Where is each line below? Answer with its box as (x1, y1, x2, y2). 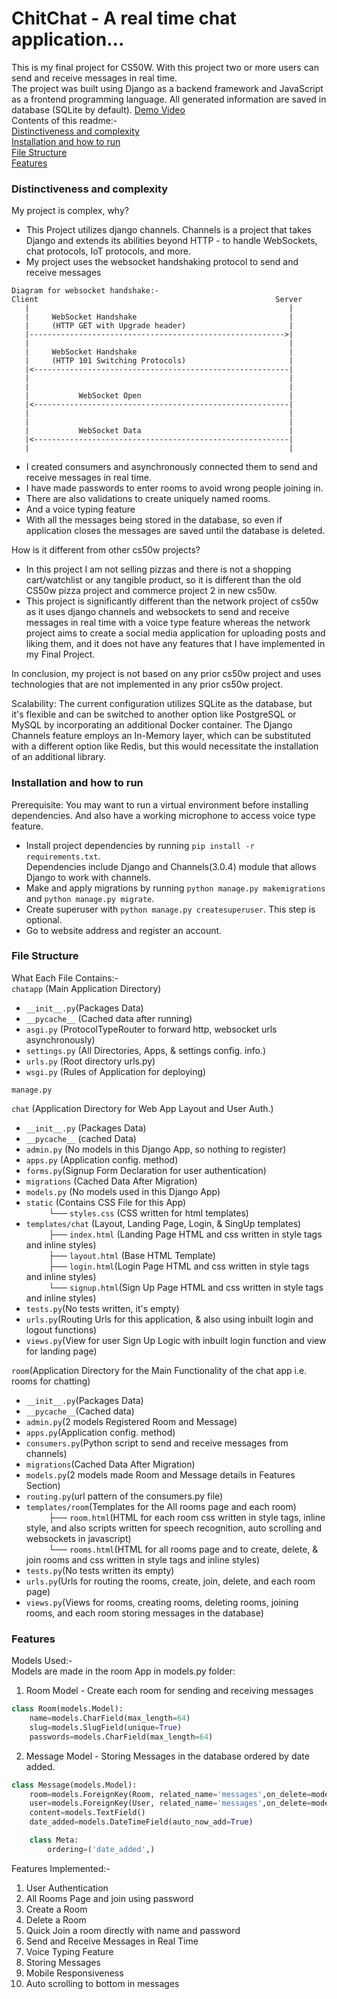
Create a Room (25, 1903, 88, 1915)
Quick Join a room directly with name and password (25, 1924, 241, 1936)
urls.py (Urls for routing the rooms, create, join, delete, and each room (25, 1575, 316, 1587)
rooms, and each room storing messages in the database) (25, 1607, 264, 1619)
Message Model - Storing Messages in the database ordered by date (25, 1750, 310, 1762)
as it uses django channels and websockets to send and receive (25, 606, 290, 618)
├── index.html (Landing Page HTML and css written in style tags (48, 1228, 323, 1240)
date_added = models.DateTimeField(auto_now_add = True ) (29, 1817, 254, 1827)
